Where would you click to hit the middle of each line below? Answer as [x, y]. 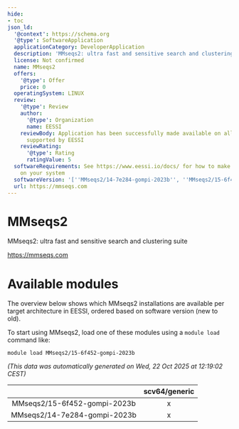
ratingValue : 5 [49, 160]
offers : [25, 73]
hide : [15, 14]
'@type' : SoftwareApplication [58, 41]
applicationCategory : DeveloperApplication [79, 47]
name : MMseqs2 [34, 67]
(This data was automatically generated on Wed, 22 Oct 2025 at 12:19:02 [115, 366]
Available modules [63, 284]
